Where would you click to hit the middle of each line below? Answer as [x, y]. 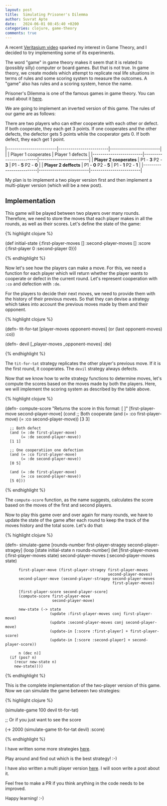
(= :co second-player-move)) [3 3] [55, 419]
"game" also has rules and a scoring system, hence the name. [69, 84]
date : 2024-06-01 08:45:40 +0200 [42, 24]
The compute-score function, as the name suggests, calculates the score [79, 500]
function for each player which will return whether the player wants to [77, 273]
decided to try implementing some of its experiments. [60, 53]
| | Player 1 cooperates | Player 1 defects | [48, 154]
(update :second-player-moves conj [86, 622]
